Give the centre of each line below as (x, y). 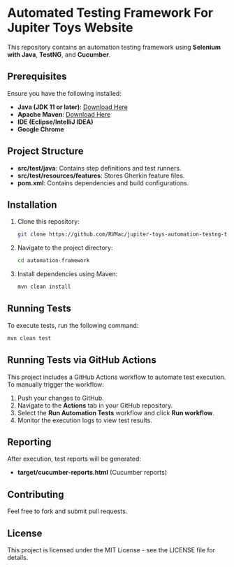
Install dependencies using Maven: (67, 274)
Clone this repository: (48, 222)
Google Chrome (41, 129)
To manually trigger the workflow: (56, 384)
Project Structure (45, 151)
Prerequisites (37, 77)
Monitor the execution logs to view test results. (85, 420)
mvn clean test (29, 338)
